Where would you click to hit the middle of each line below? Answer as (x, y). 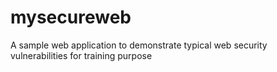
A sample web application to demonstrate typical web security (139, 45)
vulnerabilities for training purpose (81, 55)
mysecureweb (71, 17)
